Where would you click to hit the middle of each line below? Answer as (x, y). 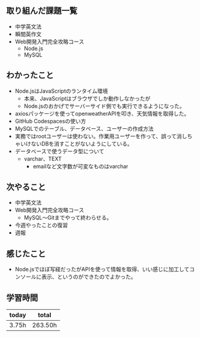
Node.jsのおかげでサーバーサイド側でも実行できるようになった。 (104, 106)
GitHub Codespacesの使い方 (50, 121)
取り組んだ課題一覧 (42, 11)
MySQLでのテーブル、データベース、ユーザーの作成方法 (84, 128)
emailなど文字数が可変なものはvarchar (80, 166)
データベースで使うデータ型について (59, 151)
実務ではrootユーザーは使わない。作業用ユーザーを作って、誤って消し (101, 136)
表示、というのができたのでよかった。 (89, 277)
